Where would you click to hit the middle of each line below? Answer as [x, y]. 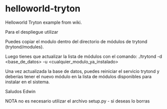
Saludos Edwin [20, 91]
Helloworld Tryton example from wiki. [44, 22]
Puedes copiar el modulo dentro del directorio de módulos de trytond [76, 41]
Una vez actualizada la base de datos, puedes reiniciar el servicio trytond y [82, 71]
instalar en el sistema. [27, 82]
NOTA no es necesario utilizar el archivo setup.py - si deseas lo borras [78, 101]
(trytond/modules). [24, 47]
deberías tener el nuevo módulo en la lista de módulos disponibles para [79, 76]
